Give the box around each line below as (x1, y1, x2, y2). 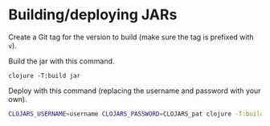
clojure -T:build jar (8, 71, 81, 79)
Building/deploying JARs (8, 6, 178, 24)
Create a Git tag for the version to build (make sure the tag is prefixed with (8, 32, 255, 42)
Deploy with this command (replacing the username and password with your (8, 86, 261, 96)
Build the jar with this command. (8, 56, 115, 66)
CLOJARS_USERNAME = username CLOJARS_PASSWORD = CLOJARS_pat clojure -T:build (8, 110, 264, 118)
